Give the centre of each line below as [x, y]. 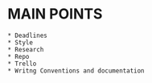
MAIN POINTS [55, 14]
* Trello [22, 64]
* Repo [18, 56]
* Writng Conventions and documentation [76, 71]
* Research [26, 49]
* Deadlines [27, 35]
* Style [21, 42]
